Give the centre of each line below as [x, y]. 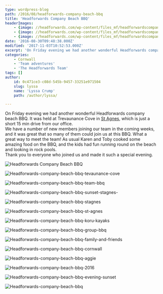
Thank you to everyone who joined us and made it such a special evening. [79, 155]
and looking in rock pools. [31, 150]
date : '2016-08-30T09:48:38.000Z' [40, 41]
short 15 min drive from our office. [39, 124]
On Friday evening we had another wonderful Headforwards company [75, 113]
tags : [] [14, 73]
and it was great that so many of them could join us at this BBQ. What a [76, 134]
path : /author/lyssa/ [35, 95]
